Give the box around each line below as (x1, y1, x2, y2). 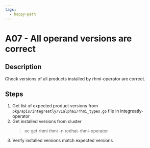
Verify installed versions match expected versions (12, 138, 113, 144)
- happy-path (9, 12, 36, 17)
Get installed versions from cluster (12, 119, 82, 124)
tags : (5, 7, 16, 12)
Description (5, 63, 42, 71)
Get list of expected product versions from (12, 103, 98, 109)
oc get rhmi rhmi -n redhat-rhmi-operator (24, 128, 108, 134)
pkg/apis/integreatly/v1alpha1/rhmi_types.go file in (12, 108, 119, 114)
